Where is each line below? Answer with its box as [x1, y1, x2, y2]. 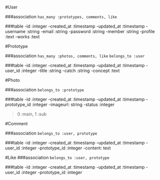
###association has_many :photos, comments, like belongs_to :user [5, 53, 145, 59]
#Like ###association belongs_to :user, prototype [5, 155, 110, 160]
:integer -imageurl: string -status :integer [32, 102, 115, 108]
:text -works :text [5, 34, 40, 39]
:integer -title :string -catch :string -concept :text [21, 68, 120, 73]
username [5, 29, 26, 34]
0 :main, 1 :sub [17, 111, 47, 117]
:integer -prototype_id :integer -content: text [21, 145, 111, 151]
